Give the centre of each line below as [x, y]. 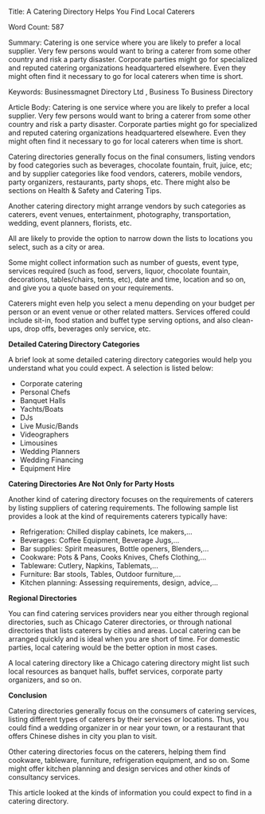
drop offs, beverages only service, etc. [88, 329]
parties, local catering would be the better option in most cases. [113, 647]
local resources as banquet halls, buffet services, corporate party [115, 671]
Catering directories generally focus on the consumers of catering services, [132, 711]
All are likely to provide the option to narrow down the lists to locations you [131, 238]
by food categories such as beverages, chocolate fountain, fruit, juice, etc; [130, 165]
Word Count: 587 [36, 27]
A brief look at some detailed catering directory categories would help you [130, 360]
